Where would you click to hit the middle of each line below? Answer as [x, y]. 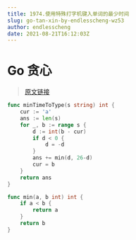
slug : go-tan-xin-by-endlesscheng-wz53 [66, 21]
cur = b [44, 165]
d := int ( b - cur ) [60, 132]
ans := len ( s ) [41, 118]
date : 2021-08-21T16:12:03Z [49, 34]
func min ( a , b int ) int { [45, 197]
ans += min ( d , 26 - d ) [63, 158]
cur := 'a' [36, 112]
